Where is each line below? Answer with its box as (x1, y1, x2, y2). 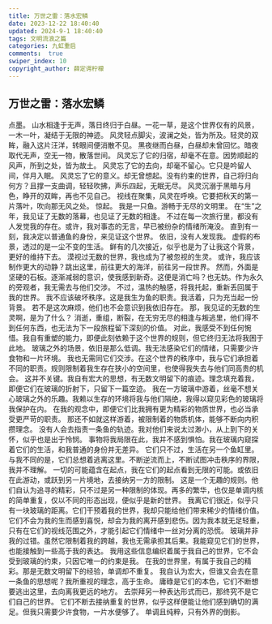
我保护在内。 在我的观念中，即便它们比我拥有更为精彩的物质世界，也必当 (8, 403, 252, 414)
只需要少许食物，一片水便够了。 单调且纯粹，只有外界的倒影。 (36, 606, 244, 617)
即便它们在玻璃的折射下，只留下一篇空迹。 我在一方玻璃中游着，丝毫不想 (8, 383, 252, 394)
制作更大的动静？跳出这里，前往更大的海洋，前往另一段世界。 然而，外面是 (8, 261, 259, 272)
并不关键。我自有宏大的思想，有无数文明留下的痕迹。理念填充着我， (31, 373, 259, 383)
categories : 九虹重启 (8, 42, 77, 50)
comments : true (8, 49, 63, 58)
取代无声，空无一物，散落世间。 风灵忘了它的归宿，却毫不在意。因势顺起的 (8, 150, 259, 160)
